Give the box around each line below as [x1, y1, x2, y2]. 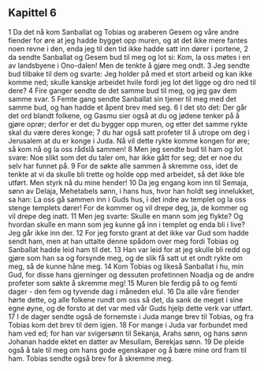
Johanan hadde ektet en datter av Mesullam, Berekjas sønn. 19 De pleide [8, 336, 245, 346]
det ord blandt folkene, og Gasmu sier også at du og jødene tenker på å [8, 110, 240, 121]
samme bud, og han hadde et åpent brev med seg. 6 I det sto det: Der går [8, 102, 247, 112]
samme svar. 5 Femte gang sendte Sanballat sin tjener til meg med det [8, 94, 236, 103]
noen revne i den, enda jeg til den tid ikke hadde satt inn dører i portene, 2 [8, 43, 248, 54]
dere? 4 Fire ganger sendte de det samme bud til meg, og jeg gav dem [8, 86, 238, 95]
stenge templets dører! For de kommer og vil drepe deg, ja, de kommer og [8, 202, 248, 212]
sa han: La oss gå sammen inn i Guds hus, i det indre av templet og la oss [8, 195, 247, 204]
